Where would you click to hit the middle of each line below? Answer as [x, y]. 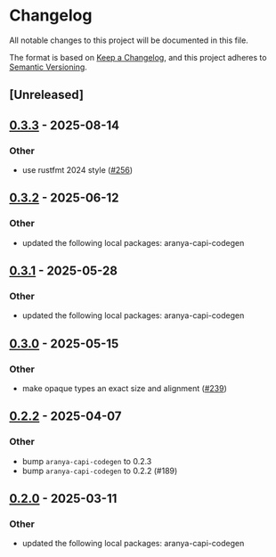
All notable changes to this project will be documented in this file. [129, 40]
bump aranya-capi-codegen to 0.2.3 [87, 461]
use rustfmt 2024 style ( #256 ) [77, 170]
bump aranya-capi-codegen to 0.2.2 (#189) [100, 471]
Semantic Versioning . [48, 67]
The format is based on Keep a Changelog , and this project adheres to [138, 57]
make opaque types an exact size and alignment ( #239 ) [124, 389]
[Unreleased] [47, 95]
